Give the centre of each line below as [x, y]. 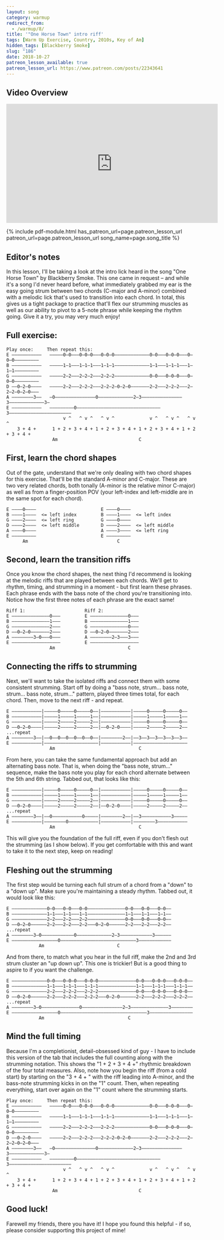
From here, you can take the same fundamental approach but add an [91, 760]
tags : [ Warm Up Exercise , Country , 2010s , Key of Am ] [75, 40]
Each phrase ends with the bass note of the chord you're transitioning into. [99, 593]
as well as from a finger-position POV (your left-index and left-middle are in [100, 492]
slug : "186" [21, 51]
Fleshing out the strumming [59, 870]
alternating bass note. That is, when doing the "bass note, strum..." [89, 766]
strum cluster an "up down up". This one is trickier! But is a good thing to [97, 964]
